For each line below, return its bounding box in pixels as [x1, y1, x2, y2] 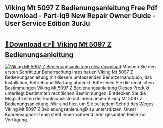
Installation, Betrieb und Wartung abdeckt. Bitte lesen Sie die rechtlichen [5, 80, 154, 85]
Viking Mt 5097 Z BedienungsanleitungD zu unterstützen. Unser [5, 106, 137, 112]
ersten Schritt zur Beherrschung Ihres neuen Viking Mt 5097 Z [5, 69, 133, 75]
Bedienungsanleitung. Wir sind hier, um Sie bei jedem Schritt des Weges [5, 101, 154, 107]
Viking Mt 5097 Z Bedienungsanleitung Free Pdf [5, 4, 158, 12]
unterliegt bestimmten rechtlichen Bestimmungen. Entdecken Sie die [5, 90, 146, 96]
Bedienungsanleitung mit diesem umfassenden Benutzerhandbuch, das [5, 74, 152, 80]
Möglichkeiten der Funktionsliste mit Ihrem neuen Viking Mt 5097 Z [5, 96, 143, 101]
